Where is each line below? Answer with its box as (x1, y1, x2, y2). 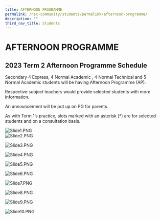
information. (5, 94, 30, 100)
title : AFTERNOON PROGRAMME (5, 7, 63, 12)
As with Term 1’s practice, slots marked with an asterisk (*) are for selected (5, 113, 156, 119)
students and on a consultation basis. (5, 118, 81, 124)
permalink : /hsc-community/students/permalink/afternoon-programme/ (5, 12, 148, 17)
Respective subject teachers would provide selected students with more (5, 89, 151, 95)
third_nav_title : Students (5, 21, 60, 26)
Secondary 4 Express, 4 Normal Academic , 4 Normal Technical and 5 (5, 74, 147, 80)
